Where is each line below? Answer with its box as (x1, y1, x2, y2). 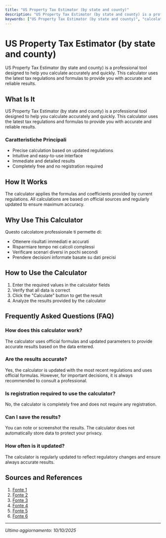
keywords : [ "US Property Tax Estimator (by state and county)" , (5, 16, 140, 21)
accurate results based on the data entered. (5, 343, 94, 350)
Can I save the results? (5, 414, 61, 420)
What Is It (5, 95, 36, 103)
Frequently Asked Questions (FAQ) (5, 312, 115, 320)
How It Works (5, 178, 48, 186)
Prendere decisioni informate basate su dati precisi (12, 254, 116, 260)
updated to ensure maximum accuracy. (5, 201, 85, 207)
